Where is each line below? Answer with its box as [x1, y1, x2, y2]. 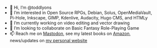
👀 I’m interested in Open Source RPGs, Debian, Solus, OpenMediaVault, [9, 10, 152, 16]
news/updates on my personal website [9, 38, 87, 43]
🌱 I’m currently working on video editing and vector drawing [9, 20, 130, 26]
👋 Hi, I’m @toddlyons [9, 5, 52, 10]
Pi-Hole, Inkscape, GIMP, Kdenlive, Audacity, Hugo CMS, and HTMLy [9, 15, 148, 20]
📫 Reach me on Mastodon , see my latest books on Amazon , [9, 31, 131, 36]
